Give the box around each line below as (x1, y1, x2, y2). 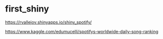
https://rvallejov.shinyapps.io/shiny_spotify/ (5, 19, 92, 25)
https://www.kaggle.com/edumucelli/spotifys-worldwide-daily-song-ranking (5, 28, 159, 34)
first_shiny (5, 3, 50, 14)
